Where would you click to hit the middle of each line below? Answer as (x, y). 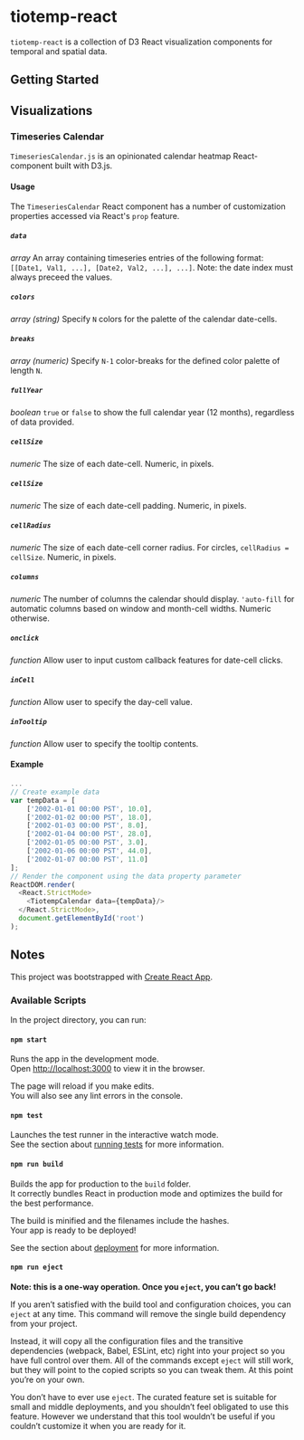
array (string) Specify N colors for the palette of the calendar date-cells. (144, 319)
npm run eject (37, 1268)
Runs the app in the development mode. (85, 1059)
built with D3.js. (84, 166)
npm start (29, 1039)
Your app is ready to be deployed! (73, 1230)
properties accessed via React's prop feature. (95, 216)
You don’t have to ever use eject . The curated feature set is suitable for (143, 1397)
